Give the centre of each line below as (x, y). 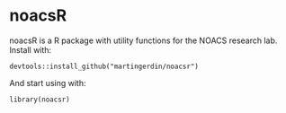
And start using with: (48, 83)
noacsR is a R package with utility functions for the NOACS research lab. (143, 40)
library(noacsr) (40, 100)
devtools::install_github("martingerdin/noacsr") (104, 66)
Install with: (31, 49)
